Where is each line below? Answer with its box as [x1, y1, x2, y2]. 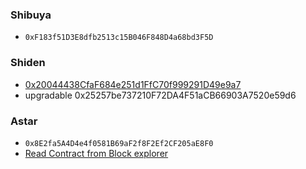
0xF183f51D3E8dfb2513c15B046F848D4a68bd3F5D [24, 33, 214, 43]
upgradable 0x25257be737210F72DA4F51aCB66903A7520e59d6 [24, 89, 297, 101]
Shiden [10, 56, 46, 70]
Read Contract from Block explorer [24, 147, 169, 159]
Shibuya [10, 8, 52, 22]
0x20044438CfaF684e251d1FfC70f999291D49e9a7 [24, 78, 242, 90]
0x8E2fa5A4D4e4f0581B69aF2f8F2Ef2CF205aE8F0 [24, 138, 214, 148]
